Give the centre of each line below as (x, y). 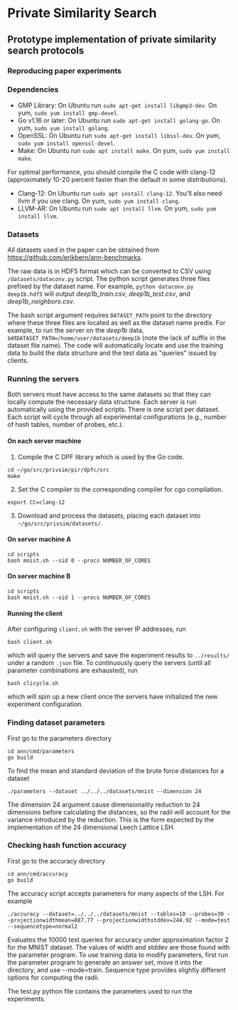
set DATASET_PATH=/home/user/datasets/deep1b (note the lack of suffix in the (117, 338)
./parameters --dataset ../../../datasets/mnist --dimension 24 (104, 791)
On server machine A (39, 539)
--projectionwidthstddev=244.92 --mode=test (163, 920)
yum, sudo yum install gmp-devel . (68, 112)
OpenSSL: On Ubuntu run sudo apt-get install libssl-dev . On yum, (119, 135)
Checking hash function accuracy (67, 846)
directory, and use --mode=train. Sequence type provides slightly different (117, 969)
